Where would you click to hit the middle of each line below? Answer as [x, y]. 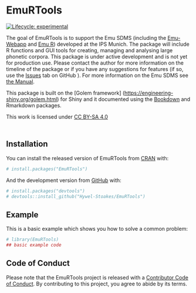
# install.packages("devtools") [45, 191]
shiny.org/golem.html [32, 99]
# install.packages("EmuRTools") [47, 169]
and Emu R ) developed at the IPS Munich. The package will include [108, 44]
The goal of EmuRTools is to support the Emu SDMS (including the [86, 38]
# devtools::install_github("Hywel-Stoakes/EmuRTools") [76, 196]
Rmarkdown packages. [34, 105]
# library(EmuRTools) [33, 240]
